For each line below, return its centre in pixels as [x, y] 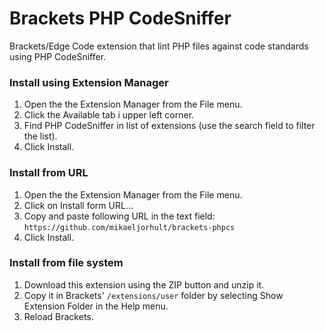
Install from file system [66, 263]
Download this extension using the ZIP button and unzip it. [144, 284]
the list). [40, 136]
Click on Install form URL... [78, 205]
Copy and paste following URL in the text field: [119, 216]
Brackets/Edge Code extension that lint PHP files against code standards [159, 46]
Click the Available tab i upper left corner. [109, 115]
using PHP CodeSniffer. [58, 56]
